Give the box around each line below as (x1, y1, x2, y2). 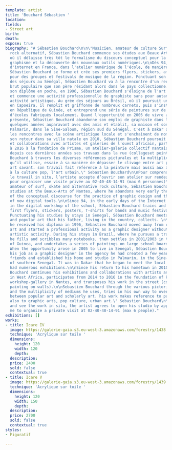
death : (5, 36, 19, 42)
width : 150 (14, 399, 38, 404)
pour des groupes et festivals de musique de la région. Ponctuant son (10, 74, 166, 80)
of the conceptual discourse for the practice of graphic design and (10, 193, 161, 199)
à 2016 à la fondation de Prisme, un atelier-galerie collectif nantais (10, 146, 168, 151)
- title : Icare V (5, 375, 42, 380)
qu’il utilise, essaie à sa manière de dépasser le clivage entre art (10, 160, 164, 165)
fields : (5, 22, 22, 27)
